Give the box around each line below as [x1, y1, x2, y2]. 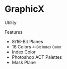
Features [4, 29, 23, 35]
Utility [4, 20, 17, 25]
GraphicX [4, 3, 45, 15]
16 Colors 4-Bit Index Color [11, 44, 62, 49]
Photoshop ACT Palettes [11, 54, 63, 60]
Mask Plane [11, 59, 36, 65]
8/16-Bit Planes [11, 38, 43, 45]
